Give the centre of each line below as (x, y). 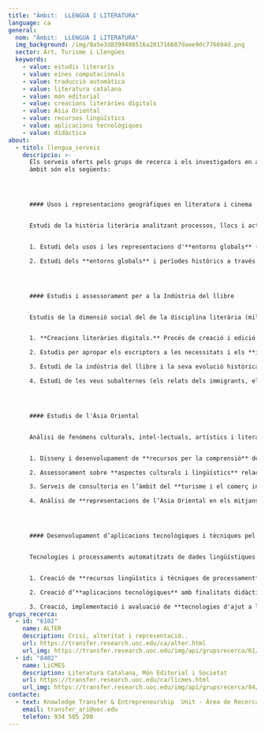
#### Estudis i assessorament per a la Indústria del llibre (132, 296)
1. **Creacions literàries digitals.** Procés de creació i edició (142, 338)
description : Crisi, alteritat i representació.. (106, 636)
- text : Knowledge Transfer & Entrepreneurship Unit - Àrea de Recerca (137, 702)
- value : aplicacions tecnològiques (83, 125)
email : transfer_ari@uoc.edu (70, 709)
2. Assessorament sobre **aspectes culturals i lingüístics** (133, 473)
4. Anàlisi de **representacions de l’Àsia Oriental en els (130, 501)
